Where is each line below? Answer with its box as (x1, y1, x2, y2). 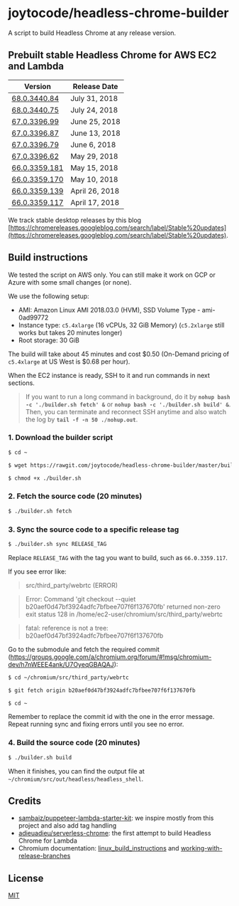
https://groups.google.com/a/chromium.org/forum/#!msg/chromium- (10, 653, 212, 661)
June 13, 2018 (70, 128, 121, 138)
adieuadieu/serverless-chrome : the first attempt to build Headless (18, 829, 211, 838)
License (8, 872, 44, 884)
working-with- (180, 844, 223, 853)
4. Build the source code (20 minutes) (8, 738, 140, 748)
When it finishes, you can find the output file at (8, 767, 145, 775)
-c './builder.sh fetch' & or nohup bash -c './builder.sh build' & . (25, 400, 231, 409)
